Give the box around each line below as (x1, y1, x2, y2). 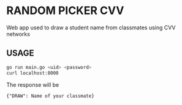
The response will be (6, 81, 59, 89)
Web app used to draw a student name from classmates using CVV (6, 24, 176, 31)
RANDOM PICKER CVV (6, 4, 124, 18)
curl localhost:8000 (6, 70, 59, 76)
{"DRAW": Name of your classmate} (6, 93, 95, 99)
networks (6, 30, 31, 37)
